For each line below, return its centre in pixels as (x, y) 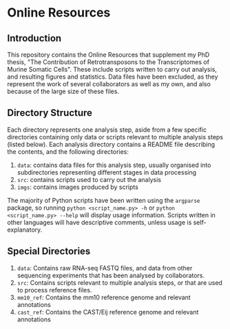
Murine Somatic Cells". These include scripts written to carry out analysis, (112, 69)
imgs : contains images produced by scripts (78, 187)
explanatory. (25, 230)
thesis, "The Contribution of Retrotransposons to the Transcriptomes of (108, 62)
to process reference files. (54, 290)
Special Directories (49, 251)
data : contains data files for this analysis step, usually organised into (114, 165)
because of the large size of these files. (63, 91)
